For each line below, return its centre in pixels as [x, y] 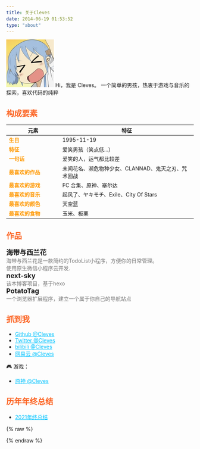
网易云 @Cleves [34, 354]
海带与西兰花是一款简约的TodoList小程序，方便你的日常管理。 [82, 261]
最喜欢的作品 [24, 172]
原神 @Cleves [32, 381]
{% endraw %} [24, 440]
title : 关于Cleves [28, 13]
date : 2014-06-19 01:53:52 [40, 19]
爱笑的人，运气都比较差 [91, 159]
